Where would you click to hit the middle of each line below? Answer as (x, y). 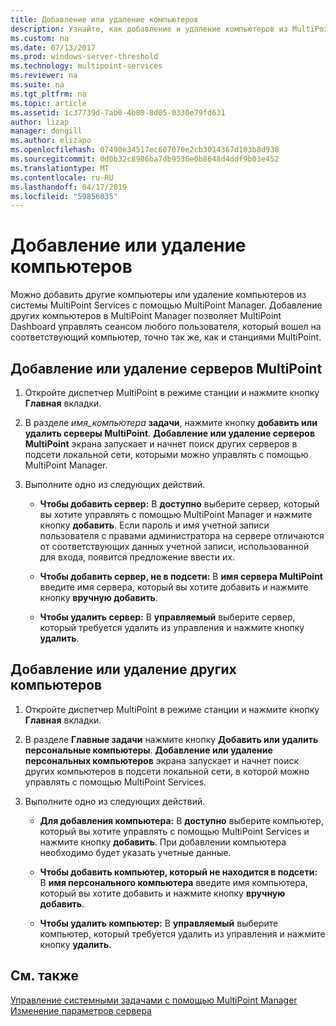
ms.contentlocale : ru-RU (62, 177)
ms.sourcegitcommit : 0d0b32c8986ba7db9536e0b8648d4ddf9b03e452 (145, 159)
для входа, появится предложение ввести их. (137, 557)
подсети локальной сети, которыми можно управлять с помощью (166, 454)
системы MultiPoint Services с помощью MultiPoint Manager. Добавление (166, 305)
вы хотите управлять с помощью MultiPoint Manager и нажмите (176, 514)
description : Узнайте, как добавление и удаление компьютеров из (149, 29)
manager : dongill (46, 131)
